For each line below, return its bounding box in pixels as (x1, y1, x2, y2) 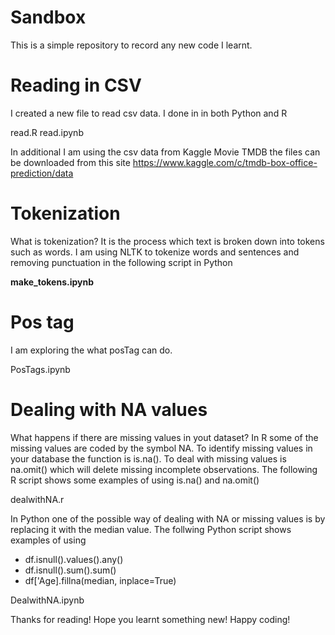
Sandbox (10, 6, 87, 29)
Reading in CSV (10, 74, 142, 97)
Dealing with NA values (10, 398, 208, 421)
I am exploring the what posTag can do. (10, 344, 173, 356)
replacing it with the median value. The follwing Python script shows (10, 523, 292, 535)
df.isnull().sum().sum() (24, 564, 117, 576)
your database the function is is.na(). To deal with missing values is (10, 452, 287, 465)
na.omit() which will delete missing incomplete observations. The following (10, 463, 318, 475)
